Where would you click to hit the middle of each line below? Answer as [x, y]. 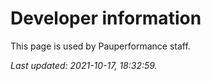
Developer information [106, 18]
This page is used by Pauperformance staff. [100, 46]
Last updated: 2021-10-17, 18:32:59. [84, 65]
